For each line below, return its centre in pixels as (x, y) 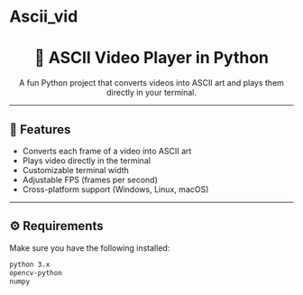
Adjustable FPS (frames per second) (90, 180)
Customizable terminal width (75, 170)
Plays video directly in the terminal (87, 161)
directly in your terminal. (151, 93)
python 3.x (30, 264)
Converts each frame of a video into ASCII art (107, 151)
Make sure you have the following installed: (90, 248)
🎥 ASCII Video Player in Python (151, 58)
